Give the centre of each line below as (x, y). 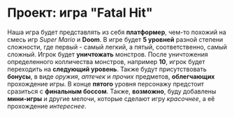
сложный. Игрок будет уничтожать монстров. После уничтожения (108, 54)
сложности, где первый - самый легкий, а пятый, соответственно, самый (117, 47)
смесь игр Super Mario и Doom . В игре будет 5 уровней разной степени (115, 39)
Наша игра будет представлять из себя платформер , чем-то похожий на (117, 32)
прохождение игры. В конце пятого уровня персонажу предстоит (106, 84)
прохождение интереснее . (47, 106)
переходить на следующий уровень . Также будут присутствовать (107, 69)
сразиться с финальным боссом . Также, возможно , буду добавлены (112, 91)
